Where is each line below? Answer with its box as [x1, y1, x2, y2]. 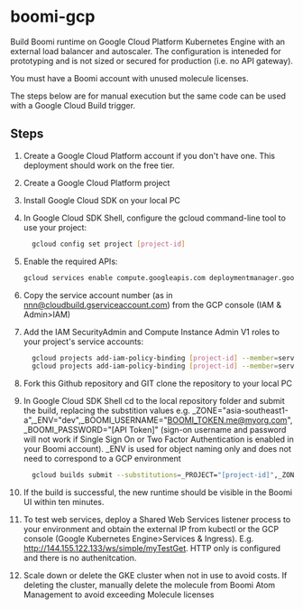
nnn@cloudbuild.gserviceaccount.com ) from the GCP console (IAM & [23, 299, 282, 310]
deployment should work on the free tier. [23, 160, 175, 171]
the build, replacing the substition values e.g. [23, 405, 190, 417]
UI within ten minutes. [23, 497, 105, 508]
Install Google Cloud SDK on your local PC [23, 194, 181, 205]
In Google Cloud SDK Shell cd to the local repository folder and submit [23, 396, 285, 407]
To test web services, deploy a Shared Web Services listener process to [23, 514, 291, 525]
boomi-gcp [10, 6, 96, 27]
